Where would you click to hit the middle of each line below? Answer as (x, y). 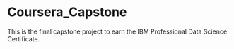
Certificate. (24, 38)
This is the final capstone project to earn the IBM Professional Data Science (117, 31)
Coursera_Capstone (67, 12)
